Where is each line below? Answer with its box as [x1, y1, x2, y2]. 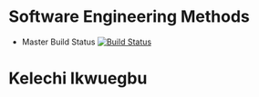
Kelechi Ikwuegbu [8, 68, 148, 89]
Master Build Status [21, 36, 96, 47]
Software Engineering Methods [8, 6, 250, 27]
